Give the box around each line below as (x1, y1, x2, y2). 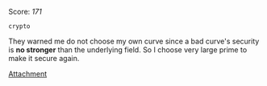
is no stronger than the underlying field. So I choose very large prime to (8, 45, 248, 55)
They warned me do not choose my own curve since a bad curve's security (8, 36, 260, 46)
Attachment (8, 69, 48, 79)
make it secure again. (8, 54, 80, 63)
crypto (8, 23, 31, 31)
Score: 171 (8, 7, 42, 16)
